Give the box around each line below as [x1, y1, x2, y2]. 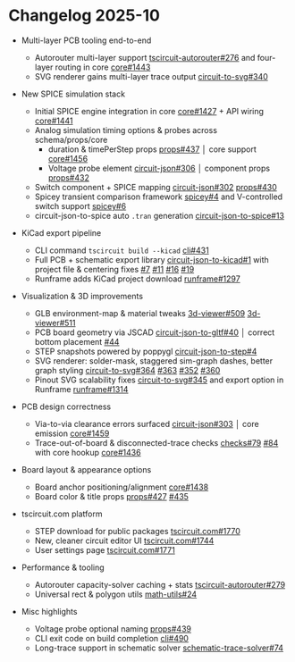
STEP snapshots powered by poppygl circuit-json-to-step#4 [34, 346, 257, 356]
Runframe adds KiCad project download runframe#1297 [34, 273, 240, 284]
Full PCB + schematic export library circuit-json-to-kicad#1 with [34, 254, 269, 264]
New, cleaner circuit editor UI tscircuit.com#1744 [34, 535, 215, 546]
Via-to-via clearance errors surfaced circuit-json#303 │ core [34, 418, 260, 429]
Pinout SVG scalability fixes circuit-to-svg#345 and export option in [34, 374, 284, 385]
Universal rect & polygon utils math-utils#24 [34, 589, 198, 599]
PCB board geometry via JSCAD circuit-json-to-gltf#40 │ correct [34, 327, 275, 338]
